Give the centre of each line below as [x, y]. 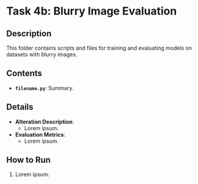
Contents [24, 74]
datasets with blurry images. [42, 54]
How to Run [29, 160]
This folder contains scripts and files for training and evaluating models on [99, 48]
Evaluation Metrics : [40, 134]
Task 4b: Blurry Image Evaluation [92, 11]
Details [20, 107]
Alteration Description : [44, 122]
